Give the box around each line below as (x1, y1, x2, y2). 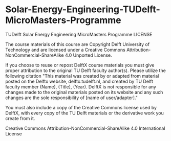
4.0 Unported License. (65, 52, 113, 58)
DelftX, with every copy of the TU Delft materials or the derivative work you (5, 110, 164, 116)
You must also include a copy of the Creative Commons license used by (5, 104, 157, 110)
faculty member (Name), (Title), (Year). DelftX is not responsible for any (5, 83, 156, 90)
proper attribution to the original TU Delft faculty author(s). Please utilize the (5, 67, 166, 74)
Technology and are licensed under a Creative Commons (5, 46, 125, 53)
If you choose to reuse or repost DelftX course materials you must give (5, 62, 155, 68)
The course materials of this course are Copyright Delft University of (5, 41, 150, 47)
